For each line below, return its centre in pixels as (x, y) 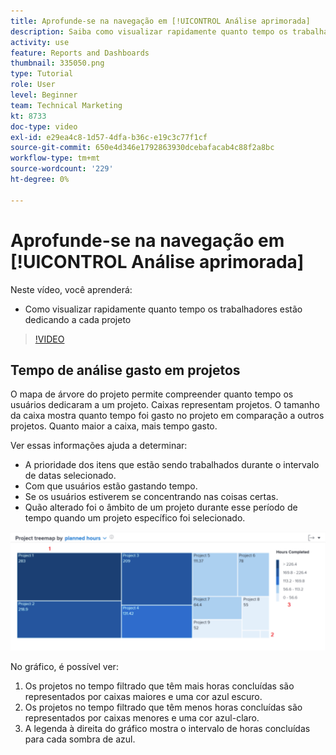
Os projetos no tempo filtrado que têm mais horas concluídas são (159, 686)
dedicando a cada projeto (78, 319)
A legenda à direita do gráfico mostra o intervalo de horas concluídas (167, 728)
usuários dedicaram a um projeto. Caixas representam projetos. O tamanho (165, 405)
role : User (33, 85)
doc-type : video (44, 126)
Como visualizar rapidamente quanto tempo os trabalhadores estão (163, 309)
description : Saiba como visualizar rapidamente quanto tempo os (149, 31)
